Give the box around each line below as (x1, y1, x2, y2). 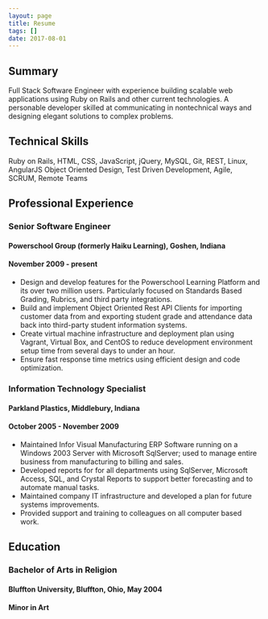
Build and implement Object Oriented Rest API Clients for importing (19, 303, 243, 312)
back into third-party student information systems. (19, 320, 188, 329)
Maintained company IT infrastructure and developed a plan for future (19, 491, 252, 500)
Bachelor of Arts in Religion (8, 564, 118, 575)
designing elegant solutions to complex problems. (8, 111, 174, 121)
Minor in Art (8, 603, 50, 613)
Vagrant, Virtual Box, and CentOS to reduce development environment (19, 337, 254, 347)
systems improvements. (19, 500, 100, 509)
